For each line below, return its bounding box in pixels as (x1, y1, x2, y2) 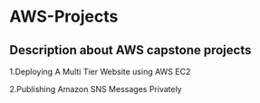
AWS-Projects (9, 6, 119, 27)
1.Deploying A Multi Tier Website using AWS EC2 (9, 66, 191, 77)
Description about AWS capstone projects (9, 42, 252, 58)
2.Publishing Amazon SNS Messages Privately (9, 84, 183, 94)
